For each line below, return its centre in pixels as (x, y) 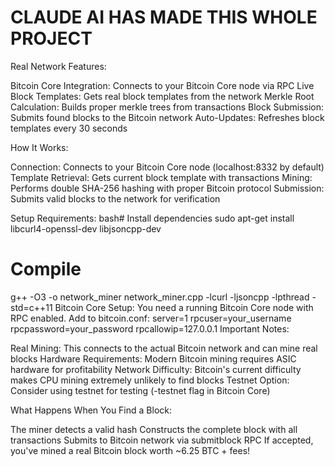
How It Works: (39, 147)
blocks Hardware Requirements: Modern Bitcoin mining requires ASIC (153, 358)
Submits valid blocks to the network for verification (115, 198)
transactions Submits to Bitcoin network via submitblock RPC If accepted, (162, 440)
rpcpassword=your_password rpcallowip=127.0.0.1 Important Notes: (150, 328)
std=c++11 (31, 307)
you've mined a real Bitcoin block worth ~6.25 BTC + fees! (130, 450)
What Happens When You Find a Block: (91, 410)
